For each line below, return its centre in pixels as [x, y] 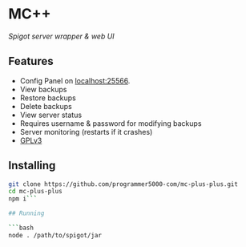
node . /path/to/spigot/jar [55, 235]
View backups [43, 89]
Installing [32, 166]
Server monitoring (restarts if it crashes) [86, 132]
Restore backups [48, 98]
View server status [51, 115]
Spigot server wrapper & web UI [61, 36]
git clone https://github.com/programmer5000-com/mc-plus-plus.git [123, 184]
